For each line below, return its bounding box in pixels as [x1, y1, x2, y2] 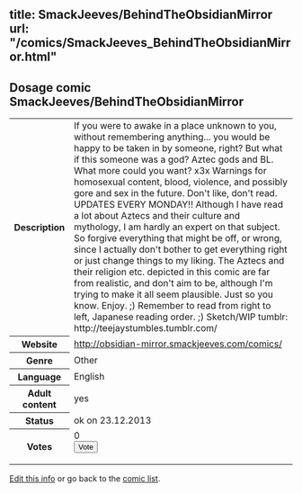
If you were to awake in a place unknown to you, [73, 120, 277, 132]
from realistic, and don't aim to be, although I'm [73, 277, 273, 290]
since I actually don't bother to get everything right [73, 243, 288, 255]
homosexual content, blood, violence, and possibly [73, 175, 288, 188]
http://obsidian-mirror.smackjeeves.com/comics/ [73, 337, 283, 350]
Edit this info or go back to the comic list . [9, 473, 161, 484]
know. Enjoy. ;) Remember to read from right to [73, 300, 271, 312]
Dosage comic [9, 80, 92, 95]
